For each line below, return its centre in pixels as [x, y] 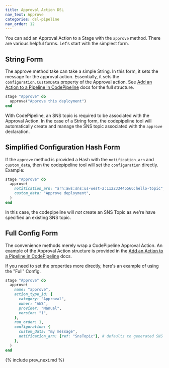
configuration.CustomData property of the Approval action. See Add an [79, 82]
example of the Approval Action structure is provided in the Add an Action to [84, 251]
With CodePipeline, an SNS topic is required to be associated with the [77, 115]
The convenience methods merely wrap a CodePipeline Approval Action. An [84, 245]
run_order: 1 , [29, 322]
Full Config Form [32, 233]
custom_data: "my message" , [48, 332]
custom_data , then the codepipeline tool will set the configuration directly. [82, 165]
